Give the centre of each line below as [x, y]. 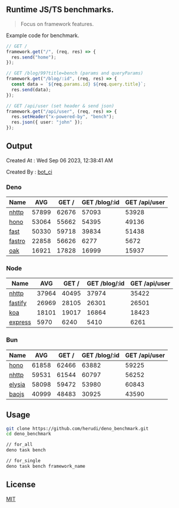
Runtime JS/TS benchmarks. [60, 10]
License [21, 485]
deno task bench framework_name [46, 466]
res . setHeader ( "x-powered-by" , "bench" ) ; [63, 117]
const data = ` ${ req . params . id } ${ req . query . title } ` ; [79, 84]
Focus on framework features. [57, 24]
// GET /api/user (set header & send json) [60, 106]
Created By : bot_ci [29, 172]
